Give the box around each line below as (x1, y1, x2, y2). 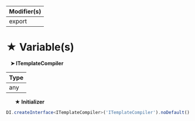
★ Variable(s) (6, 41, 74, 54)
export (9, 17, 28, 25)
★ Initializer (14, 98, 45, 105)
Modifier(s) (9, 8, 42, 15)
